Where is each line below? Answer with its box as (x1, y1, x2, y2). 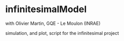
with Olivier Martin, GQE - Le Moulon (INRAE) (5, 20, 101, 26)
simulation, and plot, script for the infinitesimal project (5, 30, 119, 36)
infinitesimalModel (5, 4, 87, 15)
